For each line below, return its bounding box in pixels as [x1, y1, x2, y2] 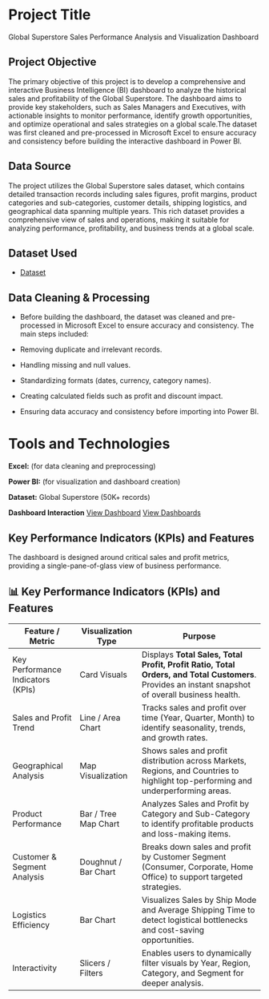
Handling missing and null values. [19, 361, 130, 370]
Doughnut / [79, 856, 122, 867]
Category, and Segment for [141, 967, 244, 978]
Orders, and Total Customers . [141, 669, 257, 680]
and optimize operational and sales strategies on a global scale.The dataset [8, 119, 258, 129]
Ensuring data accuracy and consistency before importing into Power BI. [19, 407, 259, 417]
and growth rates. [141, 731, 208, 743]
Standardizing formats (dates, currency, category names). [19, 376, 211, 385]
